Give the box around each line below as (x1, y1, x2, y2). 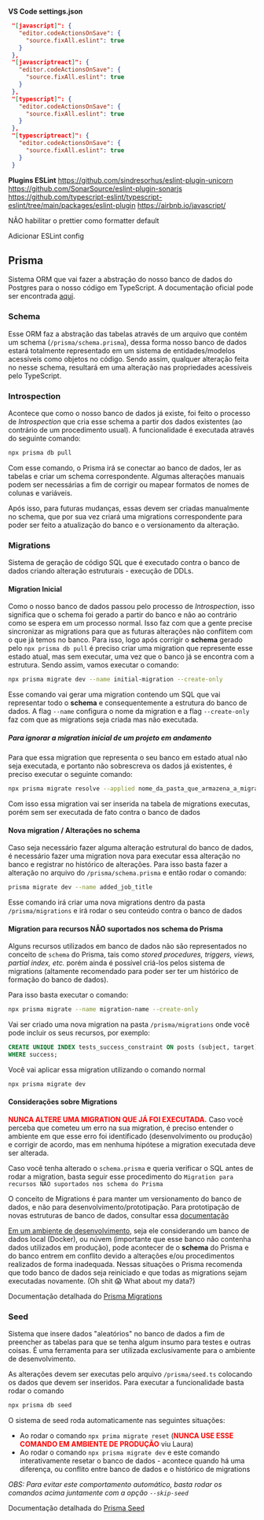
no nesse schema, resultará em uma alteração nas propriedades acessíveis (8, 362, 253, 372)
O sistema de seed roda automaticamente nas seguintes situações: (8, 1416, 225, 1425)
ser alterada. (8, 1148, 49, 1158)
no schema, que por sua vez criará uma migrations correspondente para (8, 511, 243, 521)
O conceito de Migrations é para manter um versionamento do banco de (8, 1194, 242, 1203)
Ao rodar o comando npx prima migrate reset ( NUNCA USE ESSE (19, 1431, 234, 1440)
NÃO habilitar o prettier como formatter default (8, 216, 159, 225)
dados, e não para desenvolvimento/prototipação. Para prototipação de (8, 1202, 240, 1212)
